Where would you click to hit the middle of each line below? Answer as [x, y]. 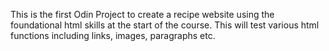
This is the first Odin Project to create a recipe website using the [142, 14]
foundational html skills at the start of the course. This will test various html [165, 25]
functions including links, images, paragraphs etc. [113, 35]
